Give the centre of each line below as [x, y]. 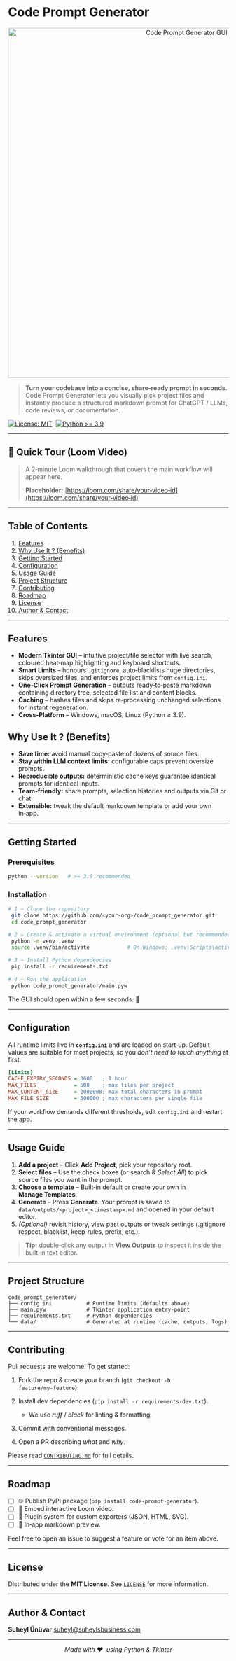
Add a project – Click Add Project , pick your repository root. [105, 1165]
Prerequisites [31, 862]
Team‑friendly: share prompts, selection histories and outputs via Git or [122, 791]
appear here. [43, 476]
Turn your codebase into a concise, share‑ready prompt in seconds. [126, 388]
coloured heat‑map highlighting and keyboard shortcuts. [99, 663]
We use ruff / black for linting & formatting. [90, 1415]
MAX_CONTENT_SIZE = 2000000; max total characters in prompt [105, 1092]
